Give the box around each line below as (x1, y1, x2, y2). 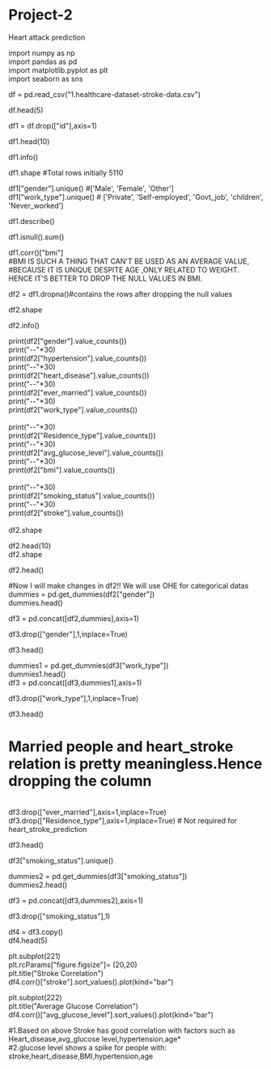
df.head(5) (8, 105, 44, 115)
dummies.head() (8, 598, 63, 607)
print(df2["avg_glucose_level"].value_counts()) (8, 447, 164, 458)
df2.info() (8, 320, 40, 330)
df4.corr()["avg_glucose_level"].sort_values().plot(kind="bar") (8, 1009, 214, 1020)
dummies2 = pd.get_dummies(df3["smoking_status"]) (8, 871, 188, 881)
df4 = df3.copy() (8, 927, 63, 936)
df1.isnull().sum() (8, 232, 65, 242)
